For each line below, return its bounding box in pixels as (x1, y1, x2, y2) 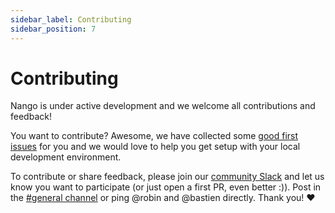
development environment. (10, 151, 122, 163)
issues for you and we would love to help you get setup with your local (10, 141, 301, 153)
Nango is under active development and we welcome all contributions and (10, 100, 316, 112)
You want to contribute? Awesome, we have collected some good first (10, 130, 299, 142)
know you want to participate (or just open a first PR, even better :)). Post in (10, 181, 322, 193)
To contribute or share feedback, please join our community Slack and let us (10, 171, 325, 183)
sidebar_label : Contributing (10, 14, 132, 25)
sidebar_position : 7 (10, 24, 97, 34)
